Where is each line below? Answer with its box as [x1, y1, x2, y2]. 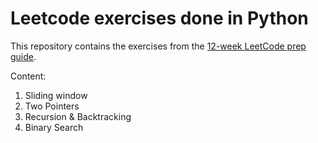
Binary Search [24, 121, 84, 133]
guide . [10, 50, 37, 62]
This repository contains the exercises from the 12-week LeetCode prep [10, 40, 307, 52]
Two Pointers [24, 100, 80, 112]
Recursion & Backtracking [24, 110, 132, 122]
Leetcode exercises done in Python [10, 7, 309, 30]
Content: [10, 70, 47, 82]
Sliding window [24, 89, 88, 101]
